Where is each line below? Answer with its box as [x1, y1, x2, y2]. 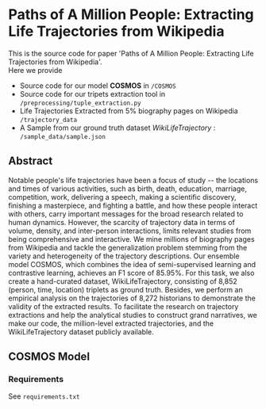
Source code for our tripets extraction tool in [19, 89, 166, 98]
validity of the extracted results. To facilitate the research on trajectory [8, 301, 239, 311]
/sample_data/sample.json [19, 132, 106, 140]
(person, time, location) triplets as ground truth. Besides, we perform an [8, 285, 244, 294]
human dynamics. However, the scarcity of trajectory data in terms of [8, 217, 236, 227]
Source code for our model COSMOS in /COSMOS [19, 81, 176, 90]
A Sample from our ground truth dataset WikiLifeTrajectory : [19, 123, 216, 132]
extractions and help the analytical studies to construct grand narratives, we [8, 310, 258, 319]
